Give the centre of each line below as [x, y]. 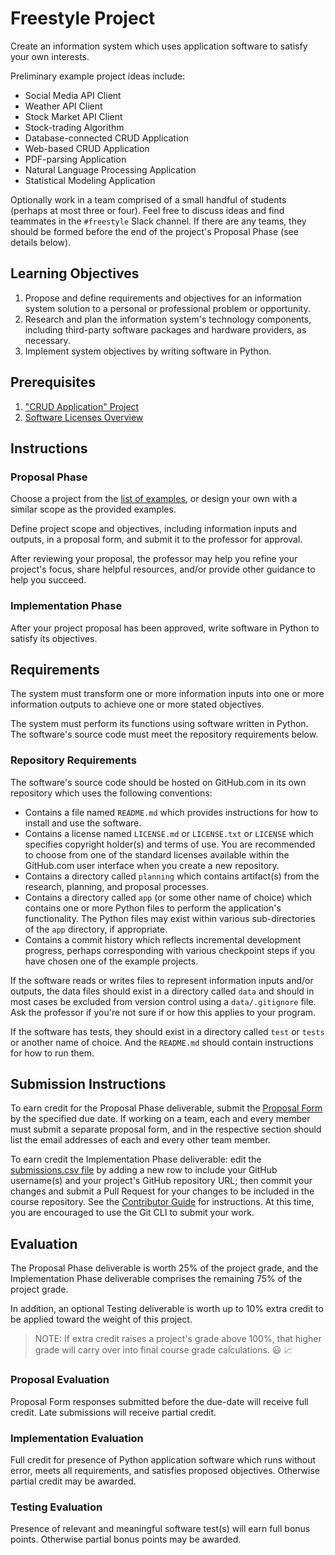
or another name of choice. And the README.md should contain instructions [162, 1042]
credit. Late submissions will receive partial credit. [113, 1412]
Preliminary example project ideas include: [98, 76]
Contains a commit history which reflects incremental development [163, 939]
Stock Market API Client [73, 116]
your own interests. [50, 56]
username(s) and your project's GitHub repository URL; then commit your [161, 1181]
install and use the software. [83, 823]
